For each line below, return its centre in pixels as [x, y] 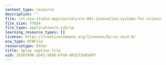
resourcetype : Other [26, 46]
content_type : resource [30, 10]
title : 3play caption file [33, 50]
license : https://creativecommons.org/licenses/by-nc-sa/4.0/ [70, 37]
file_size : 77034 [23, 23]
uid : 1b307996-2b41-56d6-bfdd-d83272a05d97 [51, 55]
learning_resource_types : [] [35, 32]
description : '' [22, 14]
